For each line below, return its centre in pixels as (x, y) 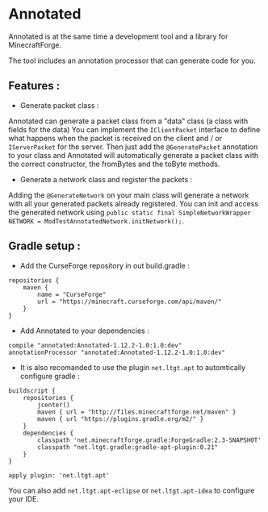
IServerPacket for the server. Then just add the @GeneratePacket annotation (133, 147)
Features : (34, 86)
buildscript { (32, 391)
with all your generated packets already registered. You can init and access (134, 203)
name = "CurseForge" (72, 294)
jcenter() (54, 405)
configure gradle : (50, 376)
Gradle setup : (44, 246)
